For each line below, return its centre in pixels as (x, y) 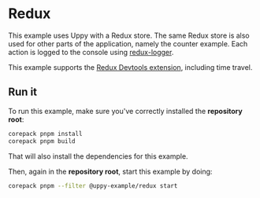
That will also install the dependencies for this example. (98, 156)
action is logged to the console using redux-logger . (91, 52)
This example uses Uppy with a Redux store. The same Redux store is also (129, 35)
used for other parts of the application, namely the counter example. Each (128, 43)
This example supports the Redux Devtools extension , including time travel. (130, 67)
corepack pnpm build (42, 141)
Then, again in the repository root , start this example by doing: (110, 171)
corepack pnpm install (45, 134)
